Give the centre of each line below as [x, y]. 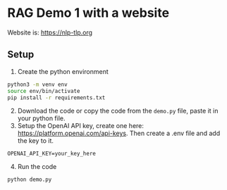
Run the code [37, 167]
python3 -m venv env [38, 84]
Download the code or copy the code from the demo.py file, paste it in [118, 111]
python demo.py [30, 180]
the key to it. [36, 141]
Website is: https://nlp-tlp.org [50, 32]
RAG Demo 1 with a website [88, 13]
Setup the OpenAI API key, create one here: [81, 126]
